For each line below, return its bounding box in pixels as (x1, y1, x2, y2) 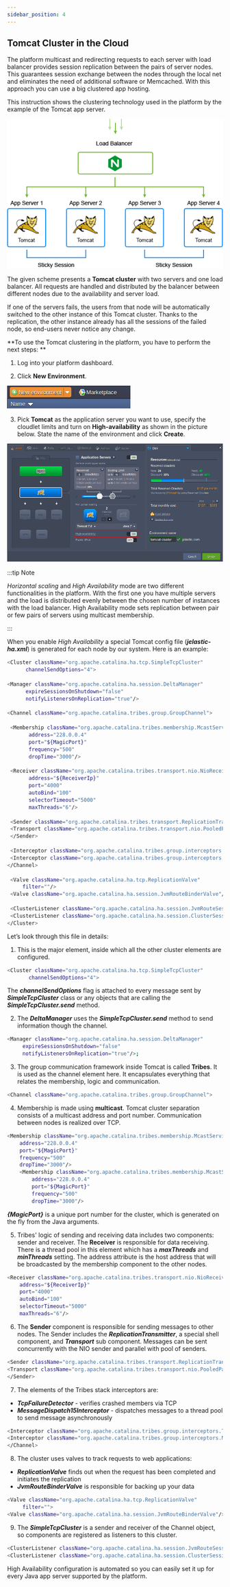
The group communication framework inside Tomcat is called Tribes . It (16, 1063, 218, 1071)
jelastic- (186, 638, 212, 646)
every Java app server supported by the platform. (7, 1572, 148, 1580)
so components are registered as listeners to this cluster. (16, 1531, 177, 1539)
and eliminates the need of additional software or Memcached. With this (7, 78, 211, 86)
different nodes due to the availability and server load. (7, 289, 159, 298)
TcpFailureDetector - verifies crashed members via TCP (16, 1399, 177, 1407)
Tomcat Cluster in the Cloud (7, 38, 129, 49)
